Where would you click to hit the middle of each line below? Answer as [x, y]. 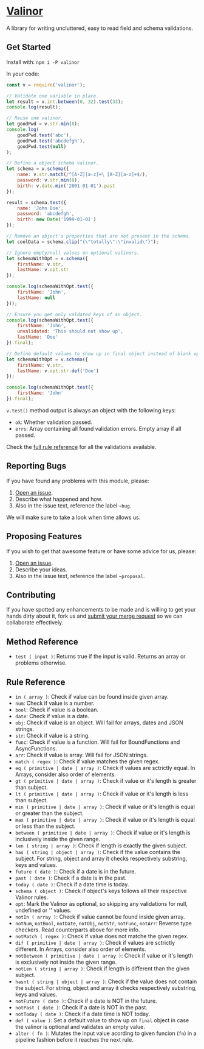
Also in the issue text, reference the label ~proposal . [80, 576]
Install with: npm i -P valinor [43, 62]
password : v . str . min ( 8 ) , [49, 180]
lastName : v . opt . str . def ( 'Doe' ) [58, 371]
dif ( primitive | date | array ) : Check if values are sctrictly [95, 942]
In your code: [23, 74]
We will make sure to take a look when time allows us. [73, 517]
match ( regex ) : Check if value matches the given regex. [87, 761]
